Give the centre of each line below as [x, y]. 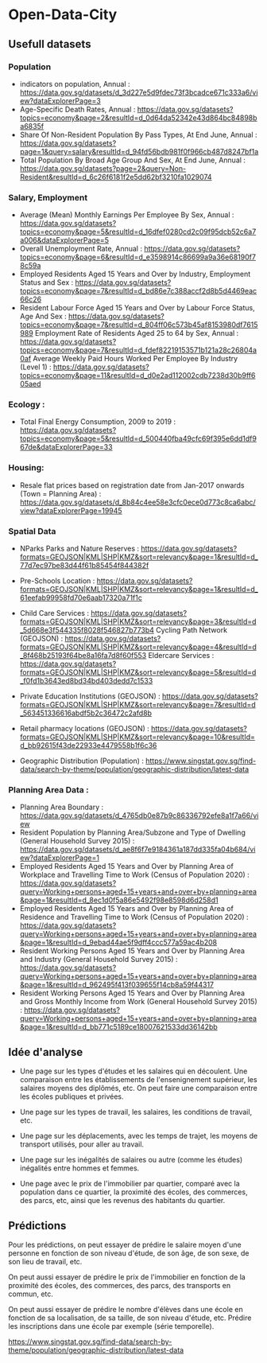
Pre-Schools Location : [57, 581]
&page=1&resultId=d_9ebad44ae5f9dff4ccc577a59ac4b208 [118, 942]
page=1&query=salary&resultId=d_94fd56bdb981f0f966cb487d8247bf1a [139, 151]
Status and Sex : [46, 282]
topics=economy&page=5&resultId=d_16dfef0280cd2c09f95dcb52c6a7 [138, 232]
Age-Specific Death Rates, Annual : [77, 109]
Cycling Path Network [192, 630]
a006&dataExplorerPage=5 [64, 240]
